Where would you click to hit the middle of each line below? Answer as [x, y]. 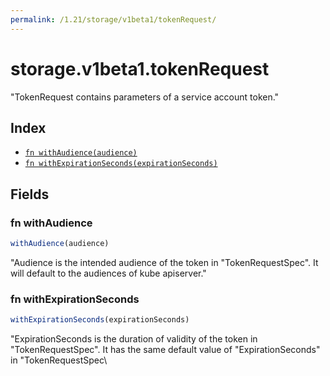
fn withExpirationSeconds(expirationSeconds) [121, 164]
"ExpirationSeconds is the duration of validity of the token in [134, 339]
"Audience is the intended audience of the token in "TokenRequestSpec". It [164, 262]
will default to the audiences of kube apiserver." [108, 273]
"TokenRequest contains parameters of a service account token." [145, 97]
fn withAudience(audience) [81, 153]
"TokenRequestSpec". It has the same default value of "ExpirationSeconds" [165, 350]
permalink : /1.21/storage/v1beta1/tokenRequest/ [113, 19]
